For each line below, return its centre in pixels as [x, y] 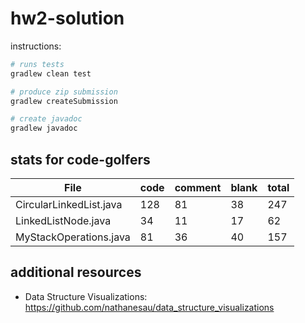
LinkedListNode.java [63, 220]
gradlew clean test [51, 73]
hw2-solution [67, 18]
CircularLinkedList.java [69, 204]
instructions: [36, 46]
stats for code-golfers [80, 159]
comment [198, 187]
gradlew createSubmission [64, 101]
